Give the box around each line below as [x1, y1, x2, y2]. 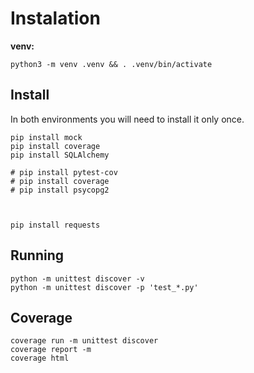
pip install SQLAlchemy [10, 150, 110, 160]
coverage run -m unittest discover [10, 336, 159, 346]
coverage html [10, 353, 70, 364]
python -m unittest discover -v [10, 273, 145, 284]
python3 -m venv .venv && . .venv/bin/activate [10, 59, 213, 69]
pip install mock [10, 132, 83, 142]
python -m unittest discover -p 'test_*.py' [10, 282, 199, 292]
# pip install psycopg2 [10, 185, 110, 195]
